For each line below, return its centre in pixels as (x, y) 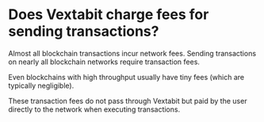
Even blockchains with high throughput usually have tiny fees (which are (126, 77)
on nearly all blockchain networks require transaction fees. (104, 62)
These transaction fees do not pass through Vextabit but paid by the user (128, 101)
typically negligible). (41, 86)
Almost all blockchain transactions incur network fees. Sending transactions (132, 53)
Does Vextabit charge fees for (109, 15)
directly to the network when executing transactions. (94, 109)
